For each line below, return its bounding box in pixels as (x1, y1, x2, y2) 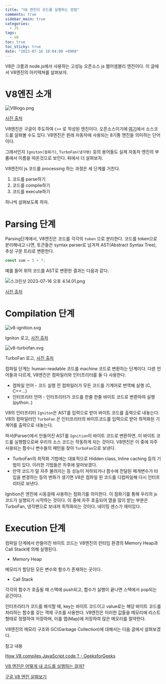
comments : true (5, 12, 37, 17)
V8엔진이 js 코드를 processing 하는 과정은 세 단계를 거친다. (5, 166, 120, 172)
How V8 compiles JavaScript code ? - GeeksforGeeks (5, 653, 116, 659)
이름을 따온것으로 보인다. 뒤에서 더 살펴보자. (18, 155, 103, 161)
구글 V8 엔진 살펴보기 (5, 674, 47, 680)
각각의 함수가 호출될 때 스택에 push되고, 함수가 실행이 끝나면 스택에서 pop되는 (5, 587, 157, 593)
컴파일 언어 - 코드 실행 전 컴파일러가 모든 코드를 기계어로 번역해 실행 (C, (12, 383, 152, 389)
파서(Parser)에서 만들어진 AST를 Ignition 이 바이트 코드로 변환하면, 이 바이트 (5, 433, 156, 439)
